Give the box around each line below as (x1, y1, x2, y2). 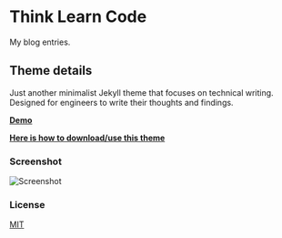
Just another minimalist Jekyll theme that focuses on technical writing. (9, 87, 275, 98)
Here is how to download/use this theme (9, 132, 166, 143)
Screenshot (9, 155, 62, 168)
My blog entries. (9, 36, 71, 47)
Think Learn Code (9, 6, 147, 27)
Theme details (9, 63, 93, 78)
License (9, 198, 45, 211)
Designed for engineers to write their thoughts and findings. (9, 97, 234, 108)
